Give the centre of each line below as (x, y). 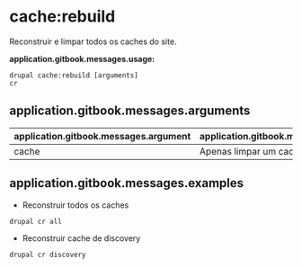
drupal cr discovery (48, 255)
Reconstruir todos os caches (75, 205)
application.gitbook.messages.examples (127, 183)
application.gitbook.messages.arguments (130, 111)
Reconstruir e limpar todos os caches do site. (93, 41)
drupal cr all (36, 221)
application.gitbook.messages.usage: (82, 58)
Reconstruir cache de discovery (81, 238)
